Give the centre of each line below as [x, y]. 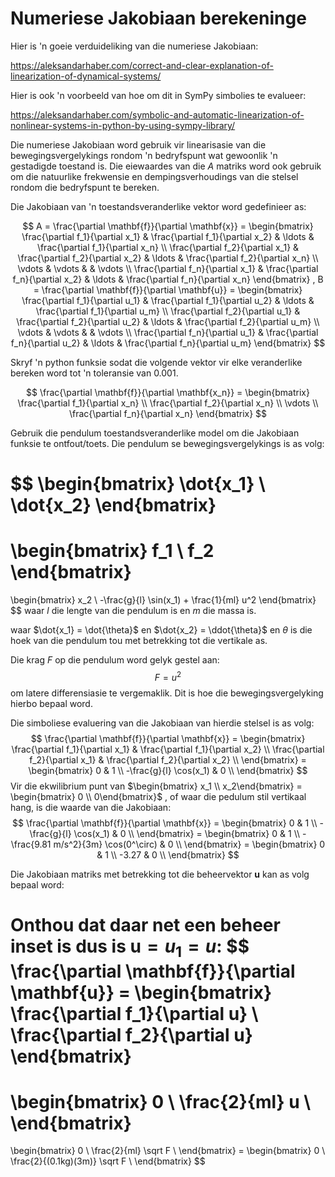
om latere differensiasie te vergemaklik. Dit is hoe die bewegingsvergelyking [167, 693]
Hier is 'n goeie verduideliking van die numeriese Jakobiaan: [134, 46]
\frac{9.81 [31, 844]
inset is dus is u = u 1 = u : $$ [130, 948]
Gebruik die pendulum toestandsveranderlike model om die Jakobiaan [155, 433]
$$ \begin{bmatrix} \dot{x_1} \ [138, 484]
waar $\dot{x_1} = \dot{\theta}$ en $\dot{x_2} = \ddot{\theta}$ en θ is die [161, 630]
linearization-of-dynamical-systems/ [86, 76]
